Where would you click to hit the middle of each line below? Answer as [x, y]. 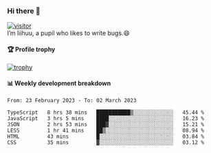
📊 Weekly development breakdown [59, 83]
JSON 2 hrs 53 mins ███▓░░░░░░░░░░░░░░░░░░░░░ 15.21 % [106, 124]
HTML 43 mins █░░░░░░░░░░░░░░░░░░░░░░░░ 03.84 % [106, 137]
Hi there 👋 [24, 11]
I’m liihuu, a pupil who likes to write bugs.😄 [68, 33]
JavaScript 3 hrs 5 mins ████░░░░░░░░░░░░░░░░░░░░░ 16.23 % [106, 118]
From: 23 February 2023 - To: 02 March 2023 [72, 100]
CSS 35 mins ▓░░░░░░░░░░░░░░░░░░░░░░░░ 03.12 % [106, 142]
